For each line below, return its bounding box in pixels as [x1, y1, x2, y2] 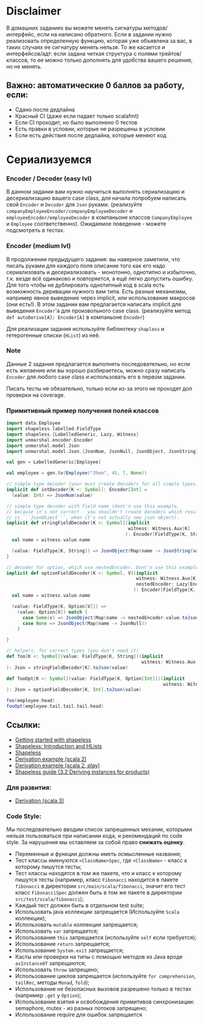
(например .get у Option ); [14, 992, 82, 999]
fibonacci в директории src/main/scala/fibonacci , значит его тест [14, 882, 185, 890]
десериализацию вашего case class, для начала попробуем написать [6, 195, 187, 202]
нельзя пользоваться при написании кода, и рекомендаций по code [6, 832, 182, 840]
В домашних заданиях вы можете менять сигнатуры [6, 24, 143, 31]
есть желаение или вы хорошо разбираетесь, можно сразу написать [6, 367, 185, 374]
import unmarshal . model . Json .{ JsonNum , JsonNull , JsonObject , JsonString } [6, 448, 199, 454]
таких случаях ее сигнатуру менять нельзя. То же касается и [6, 44, 166, 51]
